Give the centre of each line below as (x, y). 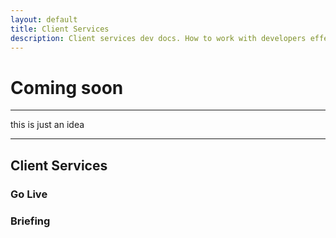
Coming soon (67, 87)
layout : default (44, 19)
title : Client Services (60, 29)
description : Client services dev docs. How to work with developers (158, 38)
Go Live (29, 194)
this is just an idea (47, 125)
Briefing (30, 221)
